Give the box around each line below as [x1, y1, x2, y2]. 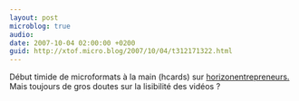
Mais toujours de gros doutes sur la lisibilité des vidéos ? [9, 81, 221, 92]
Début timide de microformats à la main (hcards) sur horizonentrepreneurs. [9, 71, 290, 82]
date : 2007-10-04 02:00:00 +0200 [9, 38, 136, 48]
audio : [9, 30, 34, 39]
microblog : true [9, 22, 71, 31]
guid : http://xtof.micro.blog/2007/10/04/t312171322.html [9, 47, 233, 56]
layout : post [9, 13, 59, 23]
